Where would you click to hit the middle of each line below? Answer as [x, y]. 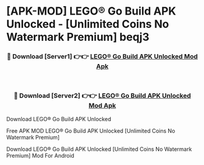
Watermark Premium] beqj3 [78, 37]
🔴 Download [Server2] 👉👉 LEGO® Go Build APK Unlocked [102, 96]
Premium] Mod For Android [40, 155]
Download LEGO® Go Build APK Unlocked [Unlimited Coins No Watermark [99, 149]
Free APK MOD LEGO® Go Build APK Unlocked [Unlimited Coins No [91, 131]
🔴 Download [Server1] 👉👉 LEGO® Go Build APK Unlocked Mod [102, 57]
